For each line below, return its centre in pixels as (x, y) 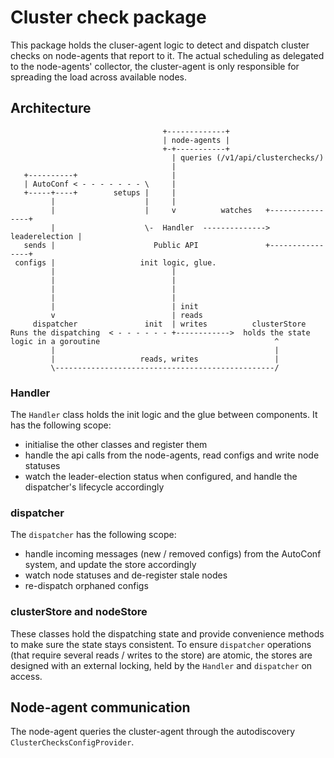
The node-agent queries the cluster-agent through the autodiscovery (153, 732)
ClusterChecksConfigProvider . (72, 742)
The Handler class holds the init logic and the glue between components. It (164, 415)
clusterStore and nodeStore (79, 612)
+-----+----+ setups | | (100, 192)
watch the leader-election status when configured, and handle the (161, 477)
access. (26, 676)
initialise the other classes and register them (116, 445)
